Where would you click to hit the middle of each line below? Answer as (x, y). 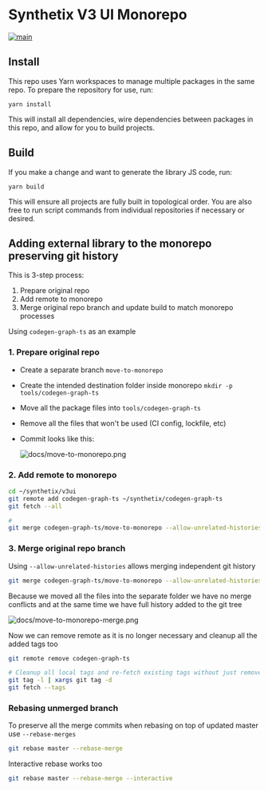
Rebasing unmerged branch (63, 708)
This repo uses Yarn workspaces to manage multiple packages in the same (132, 81)
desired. (22, 218)
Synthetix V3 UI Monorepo (98, 15)
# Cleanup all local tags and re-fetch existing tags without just (123, 673)
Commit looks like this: (57, 439)
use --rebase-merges (42, 734)
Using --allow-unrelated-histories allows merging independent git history (132, 566)
